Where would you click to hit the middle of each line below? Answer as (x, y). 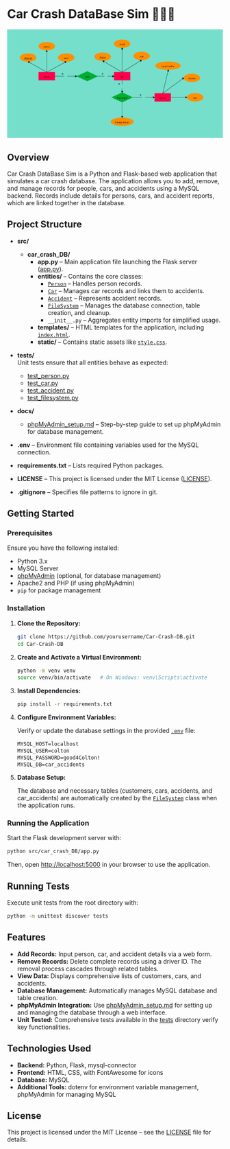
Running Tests (38, 886)
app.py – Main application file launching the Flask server (117, 262)
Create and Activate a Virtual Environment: (79, 657)
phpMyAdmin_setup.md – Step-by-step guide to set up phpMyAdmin (124, 424)
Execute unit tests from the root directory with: (73, 903)
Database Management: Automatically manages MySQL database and (117, 990)
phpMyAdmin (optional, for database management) (89, 576)
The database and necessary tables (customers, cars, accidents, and (115, 791)
